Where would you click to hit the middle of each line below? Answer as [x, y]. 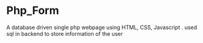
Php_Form [33, 11]
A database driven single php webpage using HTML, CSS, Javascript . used [102, 27]
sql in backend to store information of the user [65, 33]
